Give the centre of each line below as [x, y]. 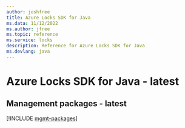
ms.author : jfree [28, 29]
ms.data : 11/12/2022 [32, 23]
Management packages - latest [67, 104]
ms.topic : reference [32, 35]
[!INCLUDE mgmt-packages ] [42, 118]
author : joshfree [28, 12]
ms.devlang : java [28, 52]
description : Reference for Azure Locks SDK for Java [76, 46]
